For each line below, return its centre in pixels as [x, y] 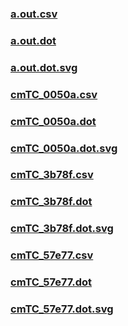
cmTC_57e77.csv [52, 255]
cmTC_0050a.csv [54, 94]
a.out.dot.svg [44, 67]
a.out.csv [34, 14]
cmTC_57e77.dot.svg [62, 309]
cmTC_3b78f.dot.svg [62, 229]
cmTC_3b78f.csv [52, 175]
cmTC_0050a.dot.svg [64, 148]
